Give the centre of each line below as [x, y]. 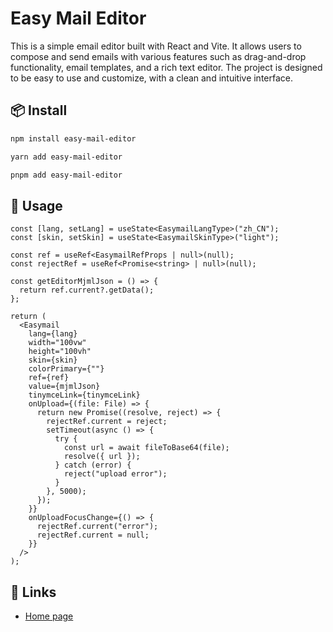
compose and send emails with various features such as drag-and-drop [158, 56]
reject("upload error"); [115, 474]
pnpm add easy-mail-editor [66, 175]
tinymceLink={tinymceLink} [84, 395]
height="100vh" [60, 352]
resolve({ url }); [102, 457]
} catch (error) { [93, 465]
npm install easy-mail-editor [73, 138]
